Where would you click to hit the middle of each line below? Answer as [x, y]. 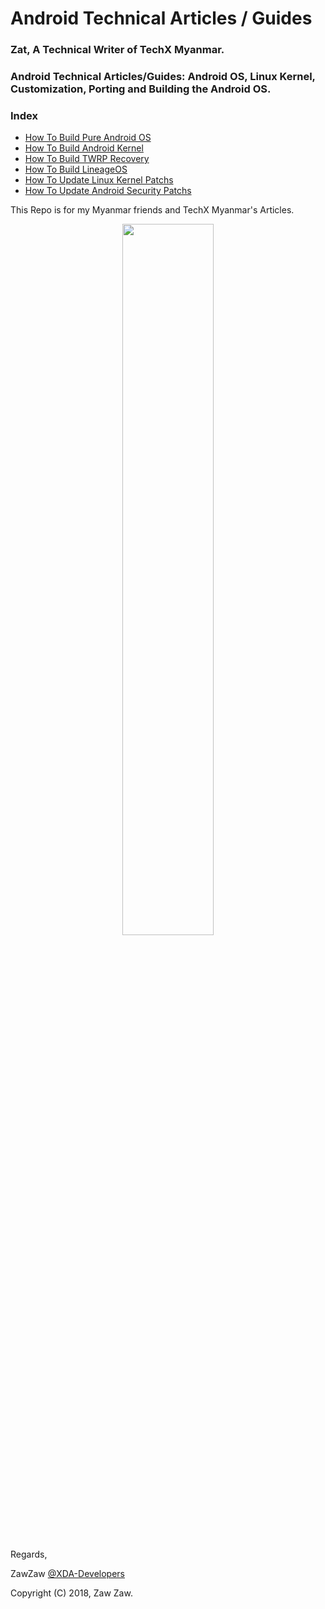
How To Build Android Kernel [84, 148]
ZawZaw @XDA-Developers [67, 1574]
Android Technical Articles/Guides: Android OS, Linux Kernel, [163, 77]
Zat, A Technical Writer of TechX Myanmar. [117, 50]
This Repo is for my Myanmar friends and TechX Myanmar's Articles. [152, 210]
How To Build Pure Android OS [88, 138]
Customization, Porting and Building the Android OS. [141, 89]
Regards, [29, 1554]
